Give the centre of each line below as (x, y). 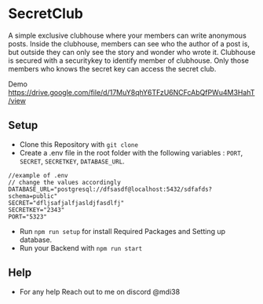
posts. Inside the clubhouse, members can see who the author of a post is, (129, 43)
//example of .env (38, 175)
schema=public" (33, 196)
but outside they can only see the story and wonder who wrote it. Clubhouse (132, 52)
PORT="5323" (27, 217)
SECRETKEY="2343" (37, 210)
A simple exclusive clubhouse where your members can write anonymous (128, 35)
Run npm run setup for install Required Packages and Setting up (122, 231)
